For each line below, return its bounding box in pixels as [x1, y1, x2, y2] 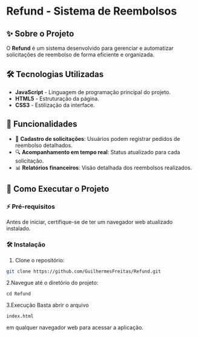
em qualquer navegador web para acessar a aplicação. [6, 324, 144, 332]
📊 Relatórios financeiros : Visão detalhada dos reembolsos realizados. [15, 164, 193, 171]
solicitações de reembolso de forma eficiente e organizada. [6, 51, 154, 58]
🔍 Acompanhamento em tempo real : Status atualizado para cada [15, 148, 180, 155]
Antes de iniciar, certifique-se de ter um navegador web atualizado [6, 219, 173, 226]
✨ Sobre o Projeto [6, 29, 74, 39]
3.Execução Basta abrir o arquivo [6, 302, 89, 309]
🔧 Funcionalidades [6, 119, 78, 129]
